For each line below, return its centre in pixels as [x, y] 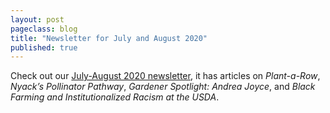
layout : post [37, 19]
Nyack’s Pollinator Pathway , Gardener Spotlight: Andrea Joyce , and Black [163, 87]
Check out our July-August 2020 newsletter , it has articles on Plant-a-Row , [165, 76]
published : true [44, 47]
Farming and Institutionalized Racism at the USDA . [115, 97]
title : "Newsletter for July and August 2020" [109, 38]
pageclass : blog [44, 29]
